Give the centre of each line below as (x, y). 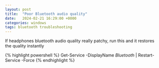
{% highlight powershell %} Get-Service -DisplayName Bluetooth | (71, 55)
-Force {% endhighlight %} (48, 60)
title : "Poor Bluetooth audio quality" (46, 14)
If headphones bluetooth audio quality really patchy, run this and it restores (80, 41)
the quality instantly (25, 46)
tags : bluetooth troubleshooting (39, 27)
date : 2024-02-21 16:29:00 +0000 (41, 18)
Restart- (146, 55)
